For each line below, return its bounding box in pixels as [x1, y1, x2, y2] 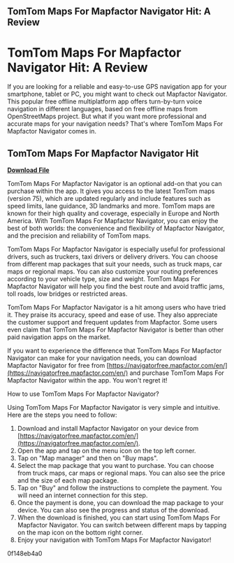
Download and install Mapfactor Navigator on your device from [17, 425, 199, 433]
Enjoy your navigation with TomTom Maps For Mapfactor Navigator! [17, 536, 212, 544]
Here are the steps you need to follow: [7, 411, 117, 419]
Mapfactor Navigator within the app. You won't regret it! [7, 376, 168, 385]
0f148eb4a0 [7, 549, 43, 558]
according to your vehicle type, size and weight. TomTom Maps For [7, 275, 200, 283]
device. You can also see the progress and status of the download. [17, 506, 210, 515]
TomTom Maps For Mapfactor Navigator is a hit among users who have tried [7, 304, 226, 312]
